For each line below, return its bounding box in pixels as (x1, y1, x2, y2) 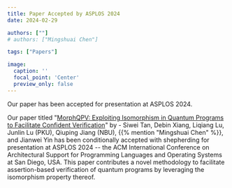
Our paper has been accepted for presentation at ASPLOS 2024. (7, 99, 193, 108)
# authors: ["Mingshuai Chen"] (7, 36, 99, 43)
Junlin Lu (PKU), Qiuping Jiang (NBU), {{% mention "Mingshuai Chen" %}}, (7, 128, 224, 136)
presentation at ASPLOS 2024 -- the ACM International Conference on (7, 143, 210, 151)
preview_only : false (13, 80, 73, 87)
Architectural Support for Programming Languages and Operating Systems (7, 150, 222, 159)
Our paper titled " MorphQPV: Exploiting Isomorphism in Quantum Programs (7, 113, 224, 122)
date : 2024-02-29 (7, 17, 58, 24)
